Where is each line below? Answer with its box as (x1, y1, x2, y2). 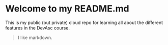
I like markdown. (17, 34, 52, 40)
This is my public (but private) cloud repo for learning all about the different (5, 19, 163, 25)
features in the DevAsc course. (5, 24, 70, 30)
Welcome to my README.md (5, 3, 129, 14)
